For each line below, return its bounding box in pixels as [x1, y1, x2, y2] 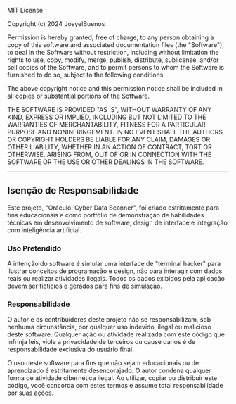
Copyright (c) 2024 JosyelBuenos [7, 20, 105, 27]
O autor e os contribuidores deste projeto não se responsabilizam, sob [7, 315, 211, 324]
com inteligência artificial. [7, 225, 82, 234]
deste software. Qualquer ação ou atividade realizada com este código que [7, 330, 225, 339]
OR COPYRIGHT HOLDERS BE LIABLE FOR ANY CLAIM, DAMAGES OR [7, 135, 211, 144]
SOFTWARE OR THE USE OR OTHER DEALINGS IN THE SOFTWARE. [7, 158, 204, 166]
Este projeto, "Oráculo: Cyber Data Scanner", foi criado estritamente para [7, 203, 220, 212]
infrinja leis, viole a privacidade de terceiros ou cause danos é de [7, 338, 196, 346]
